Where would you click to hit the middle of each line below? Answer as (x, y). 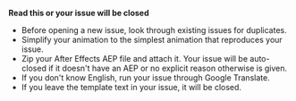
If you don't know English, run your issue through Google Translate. (145, 78)
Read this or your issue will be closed (79, 13)
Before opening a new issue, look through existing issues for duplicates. (154, 30)
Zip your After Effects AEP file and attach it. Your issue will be (134, 59)
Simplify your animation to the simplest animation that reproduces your (152, 40)
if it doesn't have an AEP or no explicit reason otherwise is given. (168, 68)
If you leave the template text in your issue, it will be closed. (131, 87)
